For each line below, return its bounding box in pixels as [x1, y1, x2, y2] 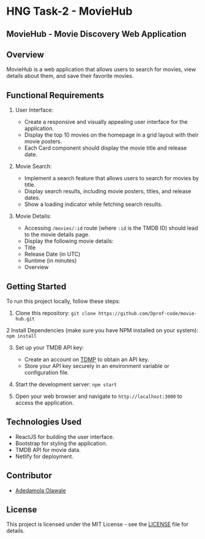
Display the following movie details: [24, 237, 114, 245]
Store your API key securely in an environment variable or [24, 362, 170, 370]
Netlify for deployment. [15, 453, 74, 460]
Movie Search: [15, 162, 52, 170]
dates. [24, 194, 41, 202]
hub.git [15, 316, 35, 323]
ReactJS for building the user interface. [15, 433, 114, 440]
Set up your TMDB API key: [15, 344, 84, 351]
